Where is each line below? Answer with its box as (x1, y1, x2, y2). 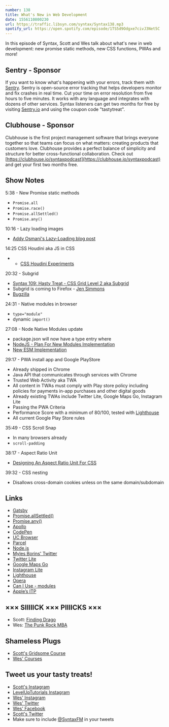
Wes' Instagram (12, 694, 46, 701)
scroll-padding (12, 440, 45, 446)
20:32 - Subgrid (5, 270, 39, 276)
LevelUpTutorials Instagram (12, 689, 70, 695)
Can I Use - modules (12, 583, 56, 589)
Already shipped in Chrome (12, 366, 70, 372)
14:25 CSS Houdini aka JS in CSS (5, 245, 75, 251)
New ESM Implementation (12, 346, 67, 353)
